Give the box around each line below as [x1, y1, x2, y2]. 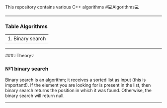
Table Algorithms [5, 23, 48, 30]
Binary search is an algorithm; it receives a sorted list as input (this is [5, 77, 146, 83]
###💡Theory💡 [5, 53, 35, 59]
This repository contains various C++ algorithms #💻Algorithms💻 [5, 4, 139, 10]
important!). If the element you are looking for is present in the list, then [5, 82, 151, 88]
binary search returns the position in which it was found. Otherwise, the [5, 87, 152, 93]
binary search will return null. [5, 93, 65, 99]
